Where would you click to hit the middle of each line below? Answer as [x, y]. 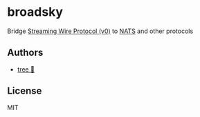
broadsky [35, 12]
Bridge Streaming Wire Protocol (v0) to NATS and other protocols [100, 31]
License [25, 91]
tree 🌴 [26, 69]
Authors [25, 53]
